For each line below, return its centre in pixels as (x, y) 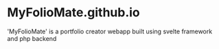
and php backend (32, 38)
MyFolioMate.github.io (74, 13)
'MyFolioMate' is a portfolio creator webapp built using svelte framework (110, 31)
